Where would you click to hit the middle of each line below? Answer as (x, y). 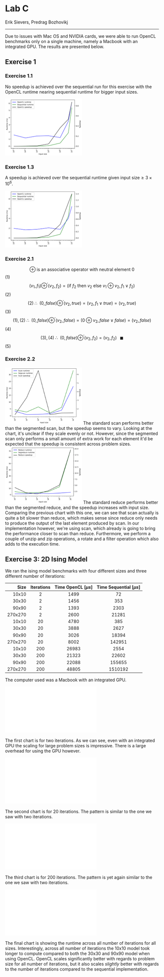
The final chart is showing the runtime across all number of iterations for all (81, 943)
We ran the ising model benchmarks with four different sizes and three (76, 571)
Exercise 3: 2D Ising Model (46, 559)
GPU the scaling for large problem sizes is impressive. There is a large (76, 746)
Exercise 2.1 (20, 259)
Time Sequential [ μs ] (119, 587)
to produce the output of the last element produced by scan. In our (72, 523)
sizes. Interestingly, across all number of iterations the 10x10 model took (77, 949)
